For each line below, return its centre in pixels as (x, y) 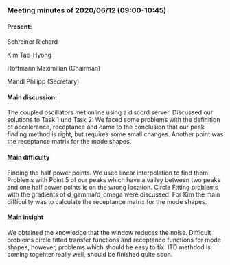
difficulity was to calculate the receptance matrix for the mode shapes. (107, 201)
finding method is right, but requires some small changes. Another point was (115, 134)
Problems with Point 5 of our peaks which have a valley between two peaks (114, 179)
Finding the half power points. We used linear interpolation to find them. (108, 173)
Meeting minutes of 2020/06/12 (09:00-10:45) (87, 10)
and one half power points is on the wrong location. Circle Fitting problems (113, 187)
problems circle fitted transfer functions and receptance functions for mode (114, 240)
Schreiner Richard (33, 42)
